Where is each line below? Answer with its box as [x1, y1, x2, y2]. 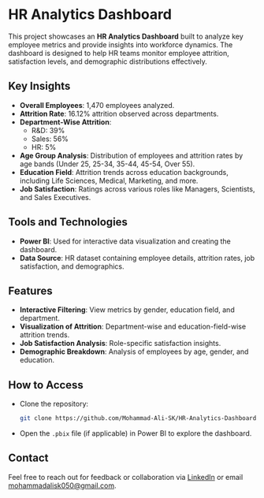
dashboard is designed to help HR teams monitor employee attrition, [8, 48, 230, 58]
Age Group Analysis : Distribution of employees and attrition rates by [19, 151, 244, 160]
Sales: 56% [31, 134, 69, 143]
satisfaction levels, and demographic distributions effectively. [8, 57, 207, 66]
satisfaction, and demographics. [19, 262, 125, 271]
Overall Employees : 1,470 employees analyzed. [19, 100, 175, 110]
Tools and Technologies [8, 215, 128, 229]
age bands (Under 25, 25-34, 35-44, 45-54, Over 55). [19, 159, 195, 169]
